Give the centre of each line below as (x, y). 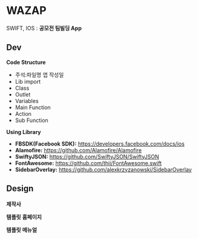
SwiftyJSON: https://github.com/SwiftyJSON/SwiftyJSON (87, 157)
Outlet (23, 94)
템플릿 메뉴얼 (22, 230)
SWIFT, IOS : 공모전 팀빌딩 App (44, 28)
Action (23, 113)
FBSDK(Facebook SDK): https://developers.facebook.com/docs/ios (100, 144)
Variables (27, 101)
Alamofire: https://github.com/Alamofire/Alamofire (78, 150)
